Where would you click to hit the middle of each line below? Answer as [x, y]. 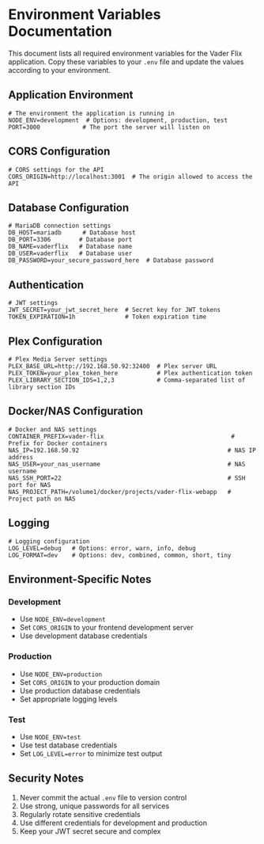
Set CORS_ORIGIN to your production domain [90, 682]
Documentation [60, 31]
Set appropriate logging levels [68, 699]
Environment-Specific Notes [80, 580]
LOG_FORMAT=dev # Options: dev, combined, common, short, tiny [120, 555]
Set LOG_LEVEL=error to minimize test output [91, 753]
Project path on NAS [42, 499]
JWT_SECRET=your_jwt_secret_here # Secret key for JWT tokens [115, 310]
